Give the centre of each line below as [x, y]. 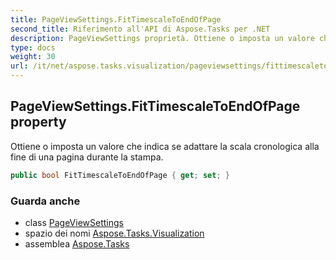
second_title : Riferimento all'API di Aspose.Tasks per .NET [140, 29]
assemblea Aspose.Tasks [77, 243]
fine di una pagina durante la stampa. [87, 157]
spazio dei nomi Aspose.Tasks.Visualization [114, 233]
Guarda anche [45, 201]
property [38, 122]
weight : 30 [33, 57]
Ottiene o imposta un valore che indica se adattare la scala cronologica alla [165, 146]
